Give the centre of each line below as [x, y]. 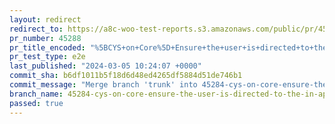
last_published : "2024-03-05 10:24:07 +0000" [105, 66]
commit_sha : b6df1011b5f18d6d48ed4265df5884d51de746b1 [126, 76]
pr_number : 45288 [45, 38]
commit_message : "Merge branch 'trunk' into [103, 85]
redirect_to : [36, 29]
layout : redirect [45, 19]
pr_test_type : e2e [47, 57]
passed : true [36, 103]
